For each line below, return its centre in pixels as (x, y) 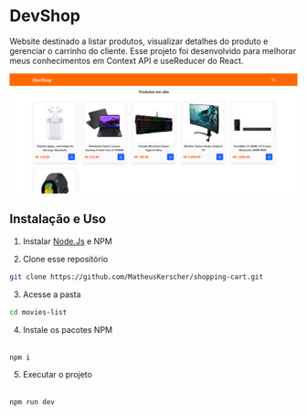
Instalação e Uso (58, 219)
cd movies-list (38, 312)
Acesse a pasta (52, 294)
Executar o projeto (58, 375)
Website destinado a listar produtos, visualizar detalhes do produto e (139, 41)
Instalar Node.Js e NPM (67, 241)
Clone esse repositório (65, 259)
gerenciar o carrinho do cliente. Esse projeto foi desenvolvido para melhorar (153, 50)
